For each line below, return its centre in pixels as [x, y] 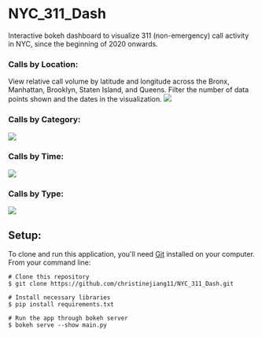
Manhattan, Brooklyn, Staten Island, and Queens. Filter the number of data [129, 90]
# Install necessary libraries [59, 297]
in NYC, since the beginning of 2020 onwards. [83, 43]
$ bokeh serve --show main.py [58, 325]
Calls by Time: [36, 157]
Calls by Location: [43, 64]
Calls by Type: [36, 194]
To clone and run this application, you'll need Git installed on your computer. [132, 254]
